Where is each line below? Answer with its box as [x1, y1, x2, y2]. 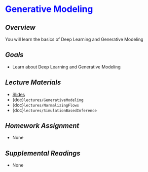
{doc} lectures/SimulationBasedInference [12, 107, 97, 113]
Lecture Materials [5, 78, 61, 87]
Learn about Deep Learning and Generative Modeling [12, 63, 121, 70]
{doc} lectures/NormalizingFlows [12, 102, 79, 108]
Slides [12, 91, 25, 97]
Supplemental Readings [5, 149, 80, 157]
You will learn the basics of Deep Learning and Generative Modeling [5, 36, 144, 42]
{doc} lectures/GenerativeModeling [12, 97, 84, 103]
